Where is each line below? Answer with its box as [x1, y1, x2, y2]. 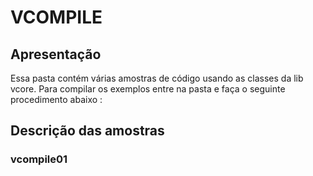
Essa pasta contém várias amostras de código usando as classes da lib [10, 72, 304, 84]
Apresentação [10, 46, 102, 63]
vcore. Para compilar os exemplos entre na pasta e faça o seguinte [10, 83, 286, 95]
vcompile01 [10, 152, 68, 166]
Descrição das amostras [10, 122, 165, 140]
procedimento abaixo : [10, 94, 103, 105]
